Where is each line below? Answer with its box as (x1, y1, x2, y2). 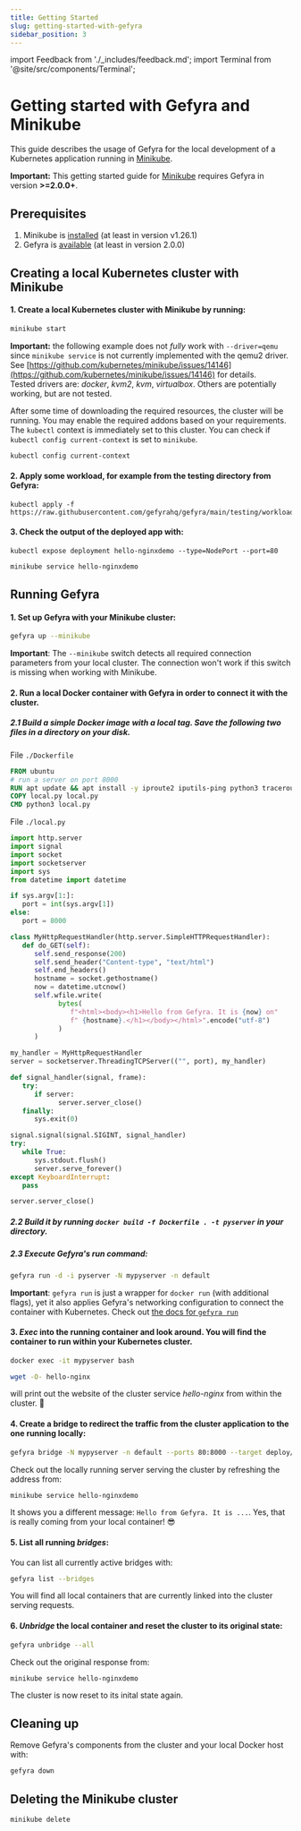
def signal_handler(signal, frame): (10, 1074, 146, 1082)
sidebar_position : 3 (10, 30, 88, 39)
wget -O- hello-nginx (10, 1372, 91, 1382)
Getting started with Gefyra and (10, 95, 251, 116)
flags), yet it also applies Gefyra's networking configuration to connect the (10, 1296, 284, 1307)
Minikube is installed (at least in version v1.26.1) (22, 230, 197, 241)
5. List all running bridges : (10, 1537, 110, 1547)
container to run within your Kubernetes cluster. (10, 1336, 193, 1348)
